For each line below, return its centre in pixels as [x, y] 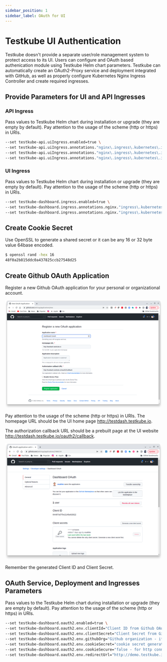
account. [14, 293]
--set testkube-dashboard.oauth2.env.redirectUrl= [59, 655]
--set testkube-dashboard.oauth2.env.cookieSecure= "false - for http [79, 650]
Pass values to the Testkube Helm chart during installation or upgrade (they [83, 603]
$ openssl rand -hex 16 [30, 255]
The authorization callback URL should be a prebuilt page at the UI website [82, 431]
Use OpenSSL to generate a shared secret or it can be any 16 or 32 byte [79, 240]
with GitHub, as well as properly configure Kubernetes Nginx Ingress [75, 76]
